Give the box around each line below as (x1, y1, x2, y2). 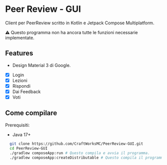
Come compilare (5, 109, 57, 117)
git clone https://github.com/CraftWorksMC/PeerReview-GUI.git (9, 141, 143, 146)
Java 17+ (12, 131, 31, 137)
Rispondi (12, 83, 31, 89)
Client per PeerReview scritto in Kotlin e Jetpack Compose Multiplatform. (5, 20, 155, 26)
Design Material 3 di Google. (12, 62, 71, 68)
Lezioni (12, 77, 27, 83)
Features (5, 49, 33, 57)
